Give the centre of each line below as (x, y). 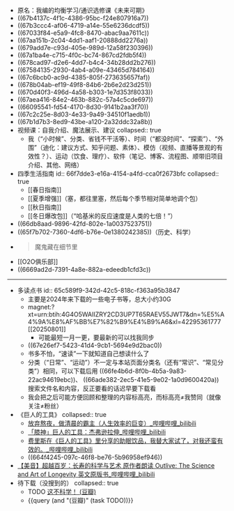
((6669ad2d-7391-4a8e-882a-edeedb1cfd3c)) (84, 269)
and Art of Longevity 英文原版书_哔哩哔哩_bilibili (86, 474)
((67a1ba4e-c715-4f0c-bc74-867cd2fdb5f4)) (82, 55)
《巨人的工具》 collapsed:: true (62, 414)
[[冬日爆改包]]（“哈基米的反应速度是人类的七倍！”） (102, 216)
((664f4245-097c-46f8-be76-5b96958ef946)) (95, 457)
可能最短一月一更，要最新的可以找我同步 (96, 337)
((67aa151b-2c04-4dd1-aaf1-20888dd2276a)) (83, 40)
